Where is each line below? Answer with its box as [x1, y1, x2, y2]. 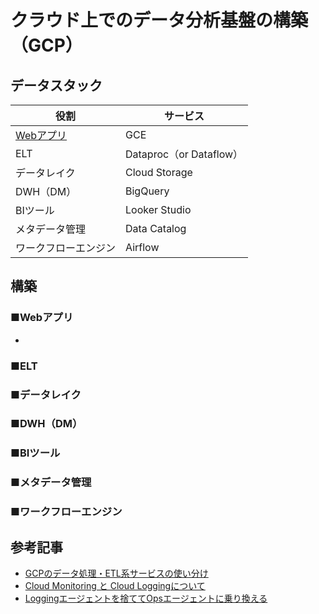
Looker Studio [125, 203, 192, 216]
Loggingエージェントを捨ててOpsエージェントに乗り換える [24, 592, 268, 605]
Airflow [125, 241, 160, 254]
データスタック [10, 77, 103, 94]
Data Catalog [125, 222, 187, 235]
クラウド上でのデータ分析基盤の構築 [10, 9, 309, 32]
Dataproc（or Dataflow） [125, 147, 244, 161]
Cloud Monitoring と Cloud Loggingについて [24, 580, 206, 592]
